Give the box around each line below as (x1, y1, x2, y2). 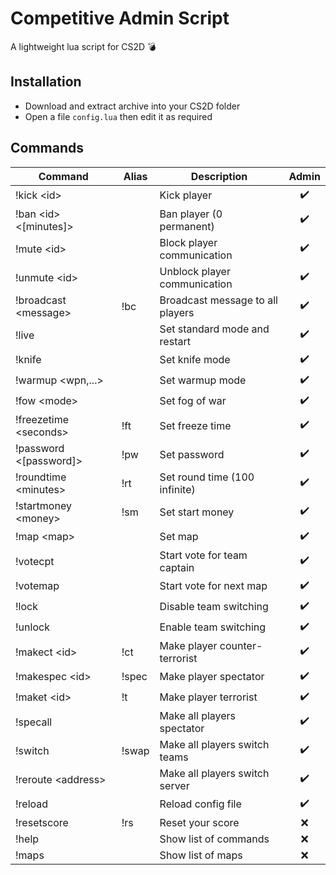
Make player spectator (159, 670, 265, 684)
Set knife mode (159, 353, 231, 367)
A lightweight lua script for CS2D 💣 (10, 40, 157, 52)
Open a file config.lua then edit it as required (24, 110, 213, 122)
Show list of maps (159, 848, 243, 862)
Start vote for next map (159, 579, 268, 593)
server (159, 778, 190, 792)
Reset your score (159, 815, 240, 829)
